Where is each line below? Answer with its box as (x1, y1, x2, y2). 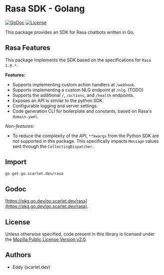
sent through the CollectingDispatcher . (12, 143, 94, 149)
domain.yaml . (12, 113, 39, 119)
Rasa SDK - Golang (5, 3, 85, 14)
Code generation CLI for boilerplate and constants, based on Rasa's (12, 108, 152, 114)
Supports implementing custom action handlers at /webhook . (12, 81, 136, 87)
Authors (5, 251, 31, 260)
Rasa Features (5, 43, 51, 52)
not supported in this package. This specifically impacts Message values (12, 138, 159, 144)
